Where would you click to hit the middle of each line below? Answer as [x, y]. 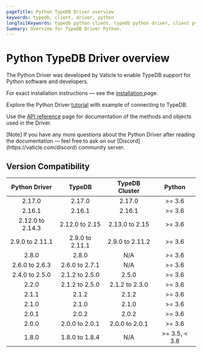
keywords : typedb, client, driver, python [60, 17]
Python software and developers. [47, 81]
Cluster [129, 191]
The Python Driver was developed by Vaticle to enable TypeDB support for [99, 75]
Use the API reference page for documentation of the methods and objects [99, 117]
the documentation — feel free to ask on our [61, 141]
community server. [101, 148]
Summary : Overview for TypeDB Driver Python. [64, 29]
